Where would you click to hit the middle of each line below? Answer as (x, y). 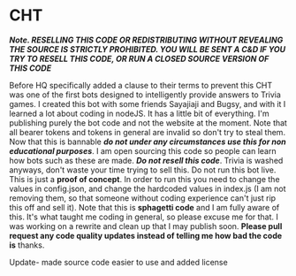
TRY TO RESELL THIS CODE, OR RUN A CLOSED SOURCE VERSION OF (139, 58)
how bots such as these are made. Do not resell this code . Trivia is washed (146, 160)
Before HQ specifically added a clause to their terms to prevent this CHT (141, 85)
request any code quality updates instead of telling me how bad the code (146, 235)
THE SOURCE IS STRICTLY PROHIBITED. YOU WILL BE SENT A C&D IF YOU (148, 49)
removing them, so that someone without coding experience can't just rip (143, 198)
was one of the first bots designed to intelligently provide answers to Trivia (145, 95)
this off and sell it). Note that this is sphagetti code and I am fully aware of (144, 207)
